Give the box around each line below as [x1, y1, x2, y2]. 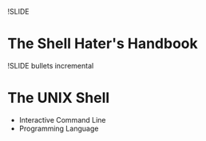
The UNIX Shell [7, 89, 110, 107]
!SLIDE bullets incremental [7, 61, 94, 70]
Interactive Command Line [18, 115, 106, 124]
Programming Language [18, 123, 99, 133]
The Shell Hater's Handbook [7, 35, 198, 53]
